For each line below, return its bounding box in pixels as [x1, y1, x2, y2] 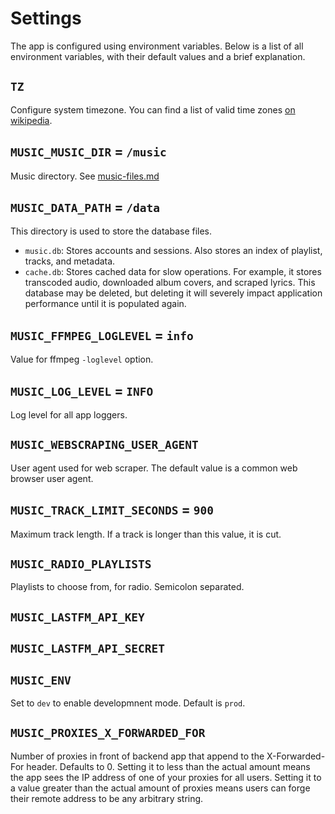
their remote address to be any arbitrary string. [10, 792, 204, 804]
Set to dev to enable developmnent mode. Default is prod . [10, 697, 246, 709]
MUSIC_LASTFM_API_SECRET [10, 642, 166, 656]
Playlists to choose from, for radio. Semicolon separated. [10, 581, 245, 593]
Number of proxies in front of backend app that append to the [10, 750, 265, 762]
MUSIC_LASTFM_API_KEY [10, 610, 145, 624]
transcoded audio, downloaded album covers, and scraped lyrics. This [24, 277, 316, 289]
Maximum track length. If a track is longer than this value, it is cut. [10, 528, 282, 540]
